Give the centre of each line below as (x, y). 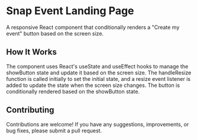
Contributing (30, 110)
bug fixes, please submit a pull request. (54, 131)
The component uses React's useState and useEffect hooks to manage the (97, 66)
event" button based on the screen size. (55, 33)
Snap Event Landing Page (70, 11)
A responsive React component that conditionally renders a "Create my (93, 27)
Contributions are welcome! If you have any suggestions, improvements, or (98, 124)
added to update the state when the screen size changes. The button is (93, 85)
